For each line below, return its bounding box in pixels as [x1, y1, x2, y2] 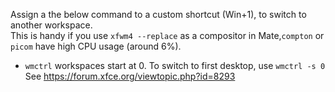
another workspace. [10, 19, 93, 31]
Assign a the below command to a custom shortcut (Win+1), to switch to [10, 9, 307, 20]
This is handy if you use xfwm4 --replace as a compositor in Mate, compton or [10, 30, 325, 41]
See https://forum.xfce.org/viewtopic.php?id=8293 [24, 70, 236, 82]
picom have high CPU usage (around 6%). [10, 40, 182, 52]
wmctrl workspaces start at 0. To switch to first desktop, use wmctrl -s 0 [24, 60, 326, 71]
